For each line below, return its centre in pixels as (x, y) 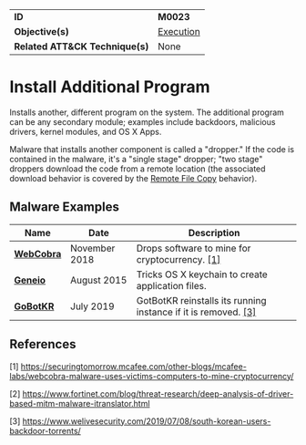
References (43, 344)
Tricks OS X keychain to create (202, 274)
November (92, 248)
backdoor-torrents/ (46, 430)
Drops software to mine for (194, 248)
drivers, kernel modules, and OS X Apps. (86, 131)
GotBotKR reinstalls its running (201, 300)
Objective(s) (42, 31)
